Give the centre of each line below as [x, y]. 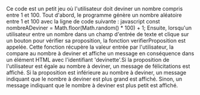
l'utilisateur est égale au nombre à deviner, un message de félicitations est [98, 66]
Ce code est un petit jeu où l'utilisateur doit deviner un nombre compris [95, 9]
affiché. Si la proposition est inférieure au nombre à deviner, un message [96, 72]
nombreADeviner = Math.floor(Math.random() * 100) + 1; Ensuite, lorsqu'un [99, 28]
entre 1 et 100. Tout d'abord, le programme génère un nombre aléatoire [94, 15]
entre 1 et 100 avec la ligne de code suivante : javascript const [83, 21]
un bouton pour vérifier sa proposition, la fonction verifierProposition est [96, 41]
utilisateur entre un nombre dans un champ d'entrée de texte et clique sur [98, 34]
